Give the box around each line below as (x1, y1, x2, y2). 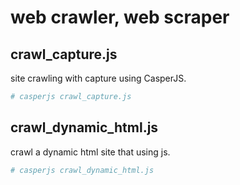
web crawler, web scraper (10, 6, 230, 29)
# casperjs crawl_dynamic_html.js (10, 165, 155, 175)
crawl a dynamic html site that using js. (10, 146, 171, 158)
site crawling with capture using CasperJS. (10, 72, 187, 84)
